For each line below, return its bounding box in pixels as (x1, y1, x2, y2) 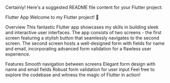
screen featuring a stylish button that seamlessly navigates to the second (5, 35, 159, 41)
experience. (5, 51, 31, 57)
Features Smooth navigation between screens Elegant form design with (5, 61, 156, 67)
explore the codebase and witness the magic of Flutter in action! (5, 72, 141, 78)
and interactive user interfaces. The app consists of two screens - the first (5, 30, 162, 35)
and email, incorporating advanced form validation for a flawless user (5, 46, 152, 51)
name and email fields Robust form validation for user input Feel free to (5, 66, 155, 72)
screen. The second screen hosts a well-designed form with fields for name (5, 40, 165, 46)
